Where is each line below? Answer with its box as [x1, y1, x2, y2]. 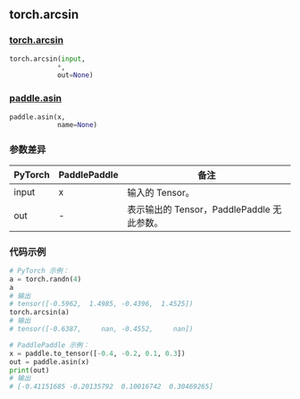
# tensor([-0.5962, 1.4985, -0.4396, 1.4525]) [9, 300, 194, 309]
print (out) [9, 366, 50, 375]
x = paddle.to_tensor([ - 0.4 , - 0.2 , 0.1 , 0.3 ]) [9, 349, 186, 358]
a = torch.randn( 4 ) [9, 275, 82, 284]
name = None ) [56, 121, 98, 130]
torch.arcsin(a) [9, 308, 70, 317]
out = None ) [56, 71, 94, 80]
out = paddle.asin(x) [9, 357, 90, 366]
